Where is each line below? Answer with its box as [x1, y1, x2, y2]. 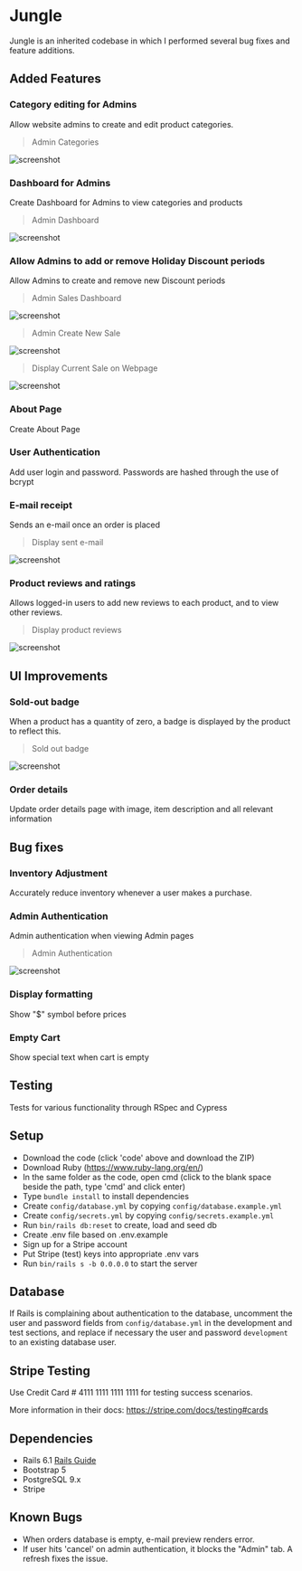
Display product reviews [31, 625, 122, 636]
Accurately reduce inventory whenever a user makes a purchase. [9, 887, 252, 898]
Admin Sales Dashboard [31, 293, 122, 304]
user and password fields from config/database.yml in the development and [9, 1318, 293, 1329]
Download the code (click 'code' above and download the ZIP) [22, 1152, 255, 1163]
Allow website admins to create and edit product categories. [9, 118, 234, 129]
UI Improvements [9, 668, 109, 684]
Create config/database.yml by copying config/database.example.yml [22, 1200, 282, 1211]
